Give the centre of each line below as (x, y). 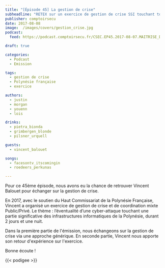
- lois (16, 113)
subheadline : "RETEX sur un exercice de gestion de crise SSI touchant (80, 14)
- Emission (21, 64)
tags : (11, 73)
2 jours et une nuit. (24, 221)
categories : (17, 54)
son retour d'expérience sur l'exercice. (44, 241)
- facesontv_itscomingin (35, 163)
